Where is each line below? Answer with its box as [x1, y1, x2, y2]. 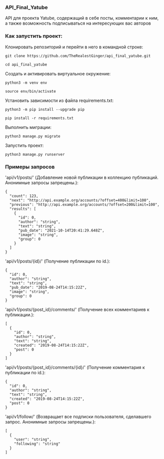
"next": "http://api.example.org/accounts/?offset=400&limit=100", [9, 197, 151, 203]
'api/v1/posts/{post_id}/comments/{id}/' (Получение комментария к [5, 364, 145, 370]
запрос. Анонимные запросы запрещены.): [5, 419, 96, 425]
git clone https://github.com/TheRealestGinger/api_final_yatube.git [5, 53, 151, 58]
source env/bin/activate [5, 89, 56, 94]
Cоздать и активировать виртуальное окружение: [5, 70, 111, 76]
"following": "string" [14, 441, 61, 446]
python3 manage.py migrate [5, 133, 61, 139]
